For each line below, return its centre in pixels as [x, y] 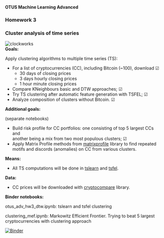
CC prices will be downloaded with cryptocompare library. [71, 187]
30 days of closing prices [45, 73]
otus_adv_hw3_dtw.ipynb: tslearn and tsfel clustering [58, 206]
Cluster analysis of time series [42, 33]
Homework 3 [21, 20]
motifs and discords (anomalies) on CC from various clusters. [74, 149]
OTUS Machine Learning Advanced [42, 7]
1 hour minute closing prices [48, 84]
